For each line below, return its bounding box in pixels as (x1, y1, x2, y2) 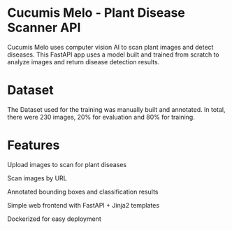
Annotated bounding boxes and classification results (7, 187, 159, 196)
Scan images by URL (7, 173, 68, 182)
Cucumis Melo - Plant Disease (7, 5, 185, 21)
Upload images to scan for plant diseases (7, 160, 127, 168)
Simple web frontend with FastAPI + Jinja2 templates (7, 201, 159, 209)
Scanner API (7, 20, 81, 36)
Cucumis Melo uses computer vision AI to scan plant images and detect (7, 43, 214, 51)
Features (7, 138, 60, 153)
